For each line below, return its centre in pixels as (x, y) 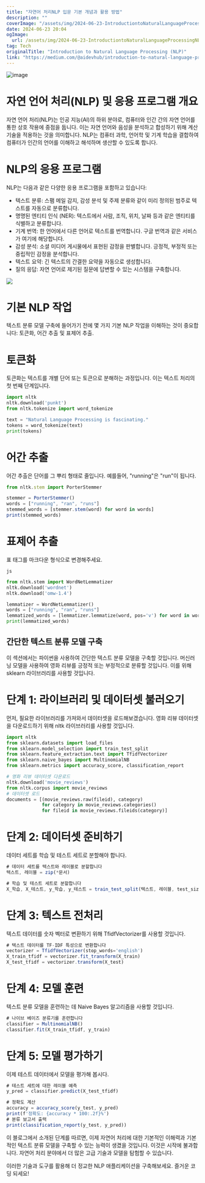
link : (13, 57)
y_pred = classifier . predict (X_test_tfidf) (63, 1091)
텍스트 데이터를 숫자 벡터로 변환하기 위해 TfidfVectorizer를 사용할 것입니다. (96, 934)
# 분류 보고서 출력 (27, 1119)
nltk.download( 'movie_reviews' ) (47, 782)
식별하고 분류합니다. (39, 223)
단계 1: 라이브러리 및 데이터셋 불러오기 (95, 700)
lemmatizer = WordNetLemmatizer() (50, 604)
